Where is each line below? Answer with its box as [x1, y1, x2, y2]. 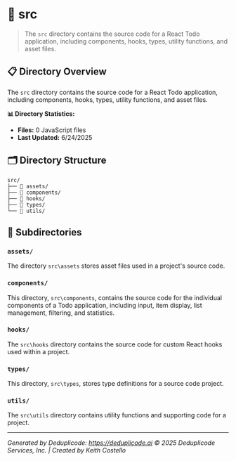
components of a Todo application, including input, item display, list [7, 301, 202, 309]
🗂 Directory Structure [7, 155, 107, 167]
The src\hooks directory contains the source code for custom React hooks [7, 340, 223, 349]
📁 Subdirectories [7, 226, 82, 238]
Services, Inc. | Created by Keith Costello [7, 446, 126, 455]
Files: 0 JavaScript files [17, 126, 86, 134]
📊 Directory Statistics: [7, 109, 75, 118]
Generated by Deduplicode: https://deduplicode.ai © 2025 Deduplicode [7, 439, 216, 447]
